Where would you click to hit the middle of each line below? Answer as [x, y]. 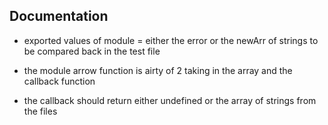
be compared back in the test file [92, 51]
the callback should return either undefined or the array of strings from [170, 100]
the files [40, 111]
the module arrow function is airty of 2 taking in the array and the [158, 70]
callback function [59, 81]
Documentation [59, 16]
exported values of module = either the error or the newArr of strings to [171, 40]
